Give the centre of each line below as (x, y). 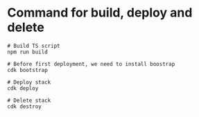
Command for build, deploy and (100, 13)
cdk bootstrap (28, 70)
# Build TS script (34, 46)
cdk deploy (23, 88)
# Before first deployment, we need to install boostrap (91, 64)
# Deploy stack (29, 82)
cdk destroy (24, 106)
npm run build (28, 52)
